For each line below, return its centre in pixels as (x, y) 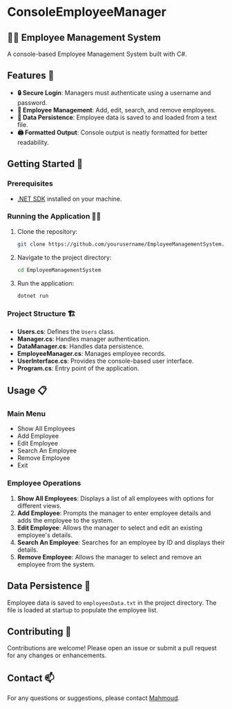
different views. (39, 506)
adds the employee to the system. (65, 520)
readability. (33, 142)
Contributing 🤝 (39, 631)
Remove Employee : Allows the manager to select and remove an (109, 557)
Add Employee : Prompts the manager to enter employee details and (114, 513)
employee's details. (45, 535)
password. (32, 102)
